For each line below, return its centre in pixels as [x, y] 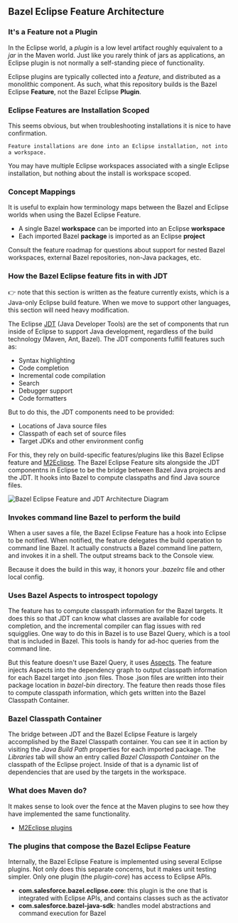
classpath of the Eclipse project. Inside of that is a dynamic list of [103, 765]
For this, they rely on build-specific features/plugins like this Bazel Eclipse [116, 455]
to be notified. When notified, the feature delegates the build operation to [115, 540]
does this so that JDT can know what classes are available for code [107, 619]
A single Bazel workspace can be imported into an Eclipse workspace [122, 229]
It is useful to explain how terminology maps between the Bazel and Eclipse [119, 207]
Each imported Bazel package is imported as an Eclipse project [112, 236]
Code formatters [42, 398]
